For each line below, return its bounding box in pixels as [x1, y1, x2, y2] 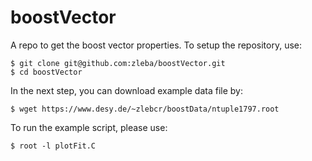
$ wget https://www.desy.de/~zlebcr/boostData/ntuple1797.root [10, 104, 280, 114]
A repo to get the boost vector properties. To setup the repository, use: [10, 39, 303, 51]
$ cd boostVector [10, 67, 83, 77]
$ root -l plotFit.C [10, 141, 97, 151]
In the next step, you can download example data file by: [10, 84, 243, 96]
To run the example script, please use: [10, 121, 168, 133]
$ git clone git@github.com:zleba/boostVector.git [10, 58, 226, 68]
